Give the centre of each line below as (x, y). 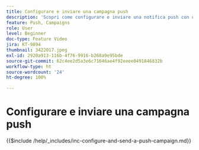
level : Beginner (26, 34)
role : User (20, 28)
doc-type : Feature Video (37, 39)
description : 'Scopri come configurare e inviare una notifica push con (98, 17)
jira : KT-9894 (24, 45)
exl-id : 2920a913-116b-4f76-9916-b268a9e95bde (65, 56)
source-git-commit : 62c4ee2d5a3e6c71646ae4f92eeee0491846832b (84, 61)
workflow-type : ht (29, 66)
